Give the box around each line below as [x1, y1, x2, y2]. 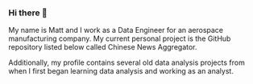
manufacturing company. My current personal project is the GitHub [8, 34, 231, 43]
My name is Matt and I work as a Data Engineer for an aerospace [8, 26, 224, 35]
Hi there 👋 [8, 7, 48, 18]
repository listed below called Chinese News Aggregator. [8, 42, 197, 52]
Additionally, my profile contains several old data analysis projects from [8, 58, 246, 67]
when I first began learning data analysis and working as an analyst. [8, 66, 234, 76]
